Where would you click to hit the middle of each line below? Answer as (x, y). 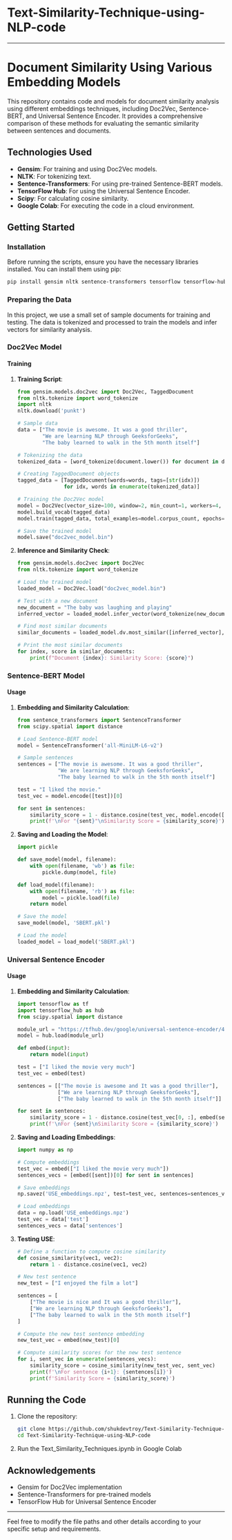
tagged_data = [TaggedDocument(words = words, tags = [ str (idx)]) (108, 480)
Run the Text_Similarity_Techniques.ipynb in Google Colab (99, 1449)
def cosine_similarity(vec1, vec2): (70, 1258)
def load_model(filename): (56, 885)
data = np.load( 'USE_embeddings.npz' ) (73, 1213)
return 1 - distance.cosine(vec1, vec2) (89, 1265)
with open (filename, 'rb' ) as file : (83, 891)
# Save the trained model (54, 531)
